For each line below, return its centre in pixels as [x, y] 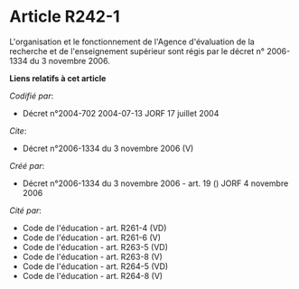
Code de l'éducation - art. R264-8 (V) [93, 275]
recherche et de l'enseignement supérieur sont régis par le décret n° [137, 51]
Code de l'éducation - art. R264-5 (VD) [95, 266]
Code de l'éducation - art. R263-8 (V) [92, 256]
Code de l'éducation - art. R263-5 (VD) [95, 247]
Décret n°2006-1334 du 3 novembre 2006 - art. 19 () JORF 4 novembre [155, 183]
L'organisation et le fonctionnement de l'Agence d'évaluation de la [132, 42]
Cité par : [26, 210]
